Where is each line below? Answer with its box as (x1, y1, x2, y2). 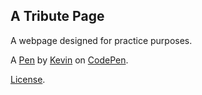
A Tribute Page (10, 8, 105, 25)
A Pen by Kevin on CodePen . (10, 54, 129, 66)
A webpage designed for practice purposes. (10, 34, 193, 46)
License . (10, 73, 46, 85)
